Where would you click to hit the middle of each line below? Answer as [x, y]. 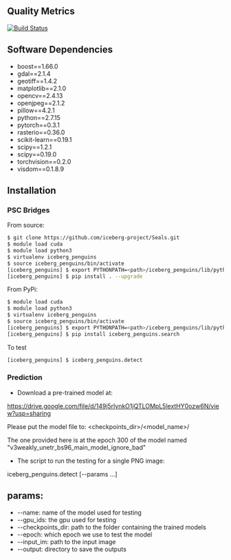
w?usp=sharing [29, 413]
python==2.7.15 [38, 117]
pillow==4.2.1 [36, 110]
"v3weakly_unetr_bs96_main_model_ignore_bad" [77, 447]
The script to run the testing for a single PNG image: [91, 461]
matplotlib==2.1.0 [42, 88]
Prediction [25, 377]
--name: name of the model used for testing [79, 512]
